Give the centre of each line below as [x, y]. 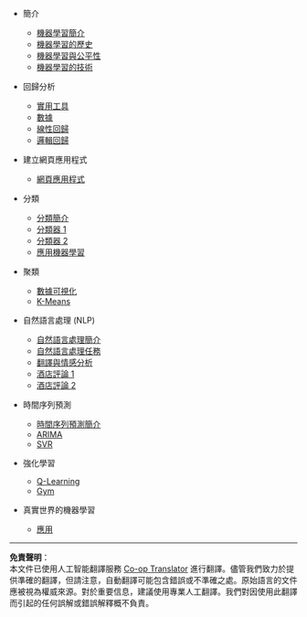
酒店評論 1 [55, 374]
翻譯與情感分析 [64, 362]
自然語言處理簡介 [69, 340]
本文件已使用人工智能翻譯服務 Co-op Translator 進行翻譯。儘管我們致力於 [148, 569]
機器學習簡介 [60, 33]
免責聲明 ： [30, 557]
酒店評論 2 [56, 385]
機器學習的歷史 [64, 44]
